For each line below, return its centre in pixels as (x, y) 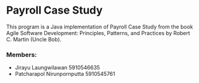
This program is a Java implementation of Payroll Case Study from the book (100, 27)
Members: (22, 55)
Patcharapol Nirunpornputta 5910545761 (65, 74)
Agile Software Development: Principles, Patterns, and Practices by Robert (98, 33)
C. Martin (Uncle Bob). (34, 39)
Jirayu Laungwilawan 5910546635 (57, 68)
